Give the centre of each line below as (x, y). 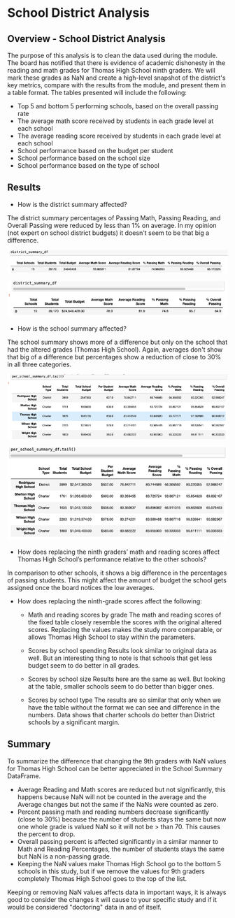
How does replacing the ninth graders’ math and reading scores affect (119, 552)
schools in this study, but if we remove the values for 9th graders (111, 871)
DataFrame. (24, 776)
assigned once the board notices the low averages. (81, 587)
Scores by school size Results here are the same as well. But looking (127, 679)
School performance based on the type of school (88, 165)
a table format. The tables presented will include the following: (97, 93)
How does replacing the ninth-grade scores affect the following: (110, 601)
